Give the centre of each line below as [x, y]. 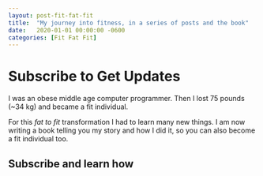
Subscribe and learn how [71, 164]
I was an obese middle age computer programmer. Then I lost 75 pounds [126, 99]
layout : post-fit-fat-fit [51, 15]
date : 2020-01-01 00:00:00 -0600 [67, 30]
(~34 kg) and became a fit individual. [68, 107]
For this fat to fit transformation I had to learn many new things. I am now [127, 122]
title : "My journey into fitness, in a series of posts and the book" [128, 23]
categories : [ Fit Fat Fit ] [53, 37]
